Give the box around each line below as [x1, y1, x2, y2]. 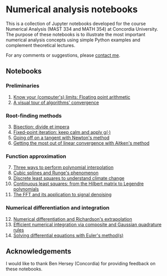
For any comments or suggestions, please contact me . [6, 52, 121, 58]
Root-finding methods [6, 112, 62, 119]
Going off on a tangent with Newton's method [13, 134, 110, 141]
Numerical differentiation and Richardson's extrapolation [13, 216, 132, 222]
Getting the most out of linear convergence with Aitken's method [13, 140, 150, 146]
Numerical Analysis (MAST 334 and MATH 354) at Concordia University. [6, 26, 158, 32]
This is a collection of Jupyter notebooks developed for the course [6, 20, 146, 27]
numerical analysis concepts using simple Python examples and [6, 37, 140, 43]
